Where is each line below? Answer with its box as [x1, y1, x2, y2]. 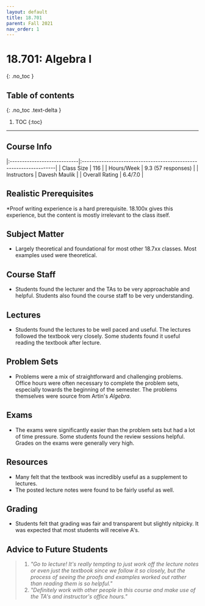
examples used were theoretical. [15, 252, 98, 259]
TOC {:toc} [15, 119, 43, 125]
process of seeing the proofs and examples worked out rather [30, 574, 187, 581]
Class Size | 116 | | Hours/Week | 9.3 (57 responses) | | [62, 164, 199, 172]
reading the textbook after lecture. [15, 339, 102, 346]
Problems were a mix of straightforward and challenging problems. [15, 373, 183, 380]
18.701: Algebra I [6, 53, 92, 66]
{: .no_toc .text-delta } [6, 106, 62, 114]
